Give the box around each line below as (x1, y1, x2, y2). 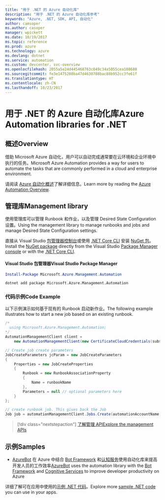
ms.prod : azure (5, 44, 36, 49)
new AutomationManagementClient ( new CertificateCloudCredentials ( (14, 339, 153, 344)
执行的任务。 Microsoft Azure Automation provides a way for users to (5, 160, 144, 166)
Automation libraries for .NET (5, 119, 127, 130)
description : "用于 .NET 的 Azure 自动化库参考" (5, 12, 100, 17)
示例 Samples (5, 442, 46, 451)
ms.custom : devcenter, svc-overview (5, 62, 80, 67)
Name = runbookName (31, 380, 71, 385)
